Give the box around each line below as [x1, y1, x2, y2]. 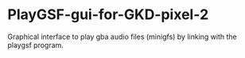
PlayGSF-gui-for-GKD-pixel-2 [7, 6, 209, 24]
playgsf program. [7, 40, 64, 49]
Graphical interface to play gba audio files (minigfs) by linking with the [7, 32, 238, 41]
